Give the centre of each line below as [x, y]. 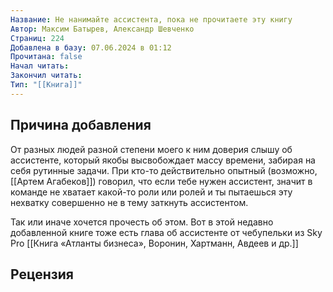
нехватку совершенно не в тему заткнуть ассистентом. [129, 202]
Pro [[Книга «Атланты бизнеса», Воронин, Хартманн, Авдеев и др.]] [154, 243]
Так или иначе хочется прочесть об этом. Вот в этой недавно [142, 222]
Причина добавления [81, 125]
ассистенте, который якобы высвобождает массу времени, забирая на [163, 160]
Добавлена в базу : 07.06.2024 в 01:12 [91, 47]
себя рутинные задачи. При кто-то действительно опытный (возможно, [164, 170]
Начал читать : [40, 66]
